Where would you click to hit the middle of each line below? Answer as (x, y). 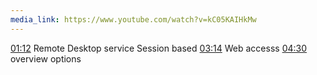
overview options (46, 58)
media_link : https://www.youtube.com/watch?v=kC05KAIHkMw (133, 19)
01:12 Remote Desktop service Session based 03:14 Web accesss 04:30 (159, 48)
